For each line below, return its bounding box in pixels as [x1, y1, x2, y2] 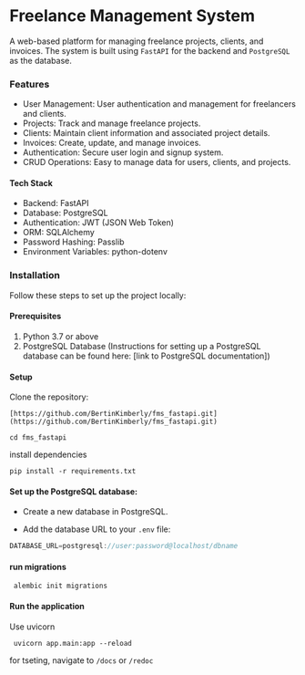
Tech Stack [9, 177, 53, 188]
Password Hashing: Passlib [22, 236, 125, 247]
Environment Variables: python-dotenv [22, 246, 168, 257]
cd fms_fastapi [9, 433, 67, 442]
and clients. [22, 109, 66, 119]
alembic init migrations [13, 581, 107, 591]
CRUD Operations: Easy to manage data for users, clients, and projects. [22, 157, 291, 168]
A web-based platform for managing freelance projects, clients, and [9, 36, 264, 47]
